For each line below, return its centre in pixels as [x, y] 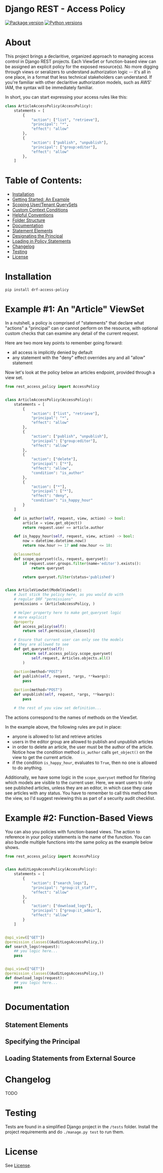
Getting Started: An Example [41, 200]
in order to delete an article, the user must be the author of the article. [82, 747]
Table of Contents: [44, 181]
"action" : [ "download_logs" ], [62, 906]
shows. [12, 847]
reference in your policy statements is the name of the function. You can [78, 837]
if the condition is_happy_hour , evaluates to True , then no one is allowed [84, 762]
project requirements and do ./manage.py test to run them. [65, 1132]
